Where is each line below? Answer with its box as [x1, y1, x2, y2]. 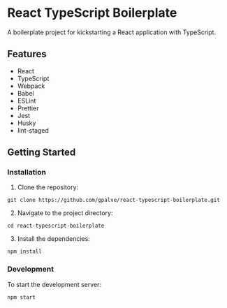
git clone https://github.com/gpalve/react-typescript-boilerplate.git [7, 197, 220, 204]
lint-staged [17, 126, 49, 134]
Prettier [17, 103, 39, 112]
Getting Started [7, 147, 76, 159]
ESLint [17, 96, 36, 105]
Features [7, 48, 47, 60]
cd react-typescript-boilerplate [7, 222, 105, 230]
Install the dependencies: [17, 235, 91, 243]
